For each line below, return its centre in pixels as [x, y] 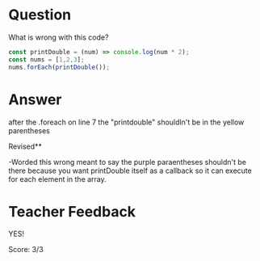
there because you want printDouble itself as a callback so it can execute [130, 170]
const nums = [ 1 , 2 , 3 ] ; [46, 59]
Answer [35, 99]
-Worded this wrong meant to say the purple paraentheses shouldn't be [128, 162]
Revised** [25, 146]
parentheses [29, 130]
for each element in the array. [57, 179]
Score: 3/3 [26, 250]
